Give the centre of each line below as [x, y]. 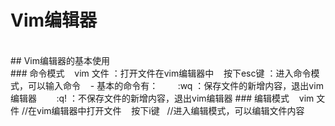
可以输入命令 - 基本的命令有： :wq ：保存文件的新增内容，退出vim [175, 85]
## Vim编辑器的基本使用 [60, 60]
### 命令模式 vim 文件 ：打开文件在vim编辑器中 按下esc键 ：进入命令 [161, 73]
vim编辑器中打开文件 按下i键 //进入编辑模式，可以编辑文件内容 [170, 110]
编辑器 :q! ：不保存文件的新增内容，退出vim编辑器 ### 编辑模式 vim [162, 98]
